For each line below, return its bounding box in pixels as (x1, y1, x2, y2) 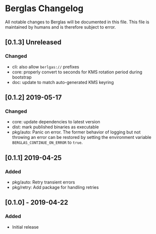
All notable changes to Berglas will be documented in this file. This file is (5, 19, 149, 25)
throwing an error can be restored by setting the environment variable (12, 134, 152, 140)
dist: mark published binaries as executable (12, 124, 99, 130)
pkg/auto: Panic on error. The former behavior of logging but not (12, 129, 141, 135)
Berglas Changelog (5, 3, 84, 14)
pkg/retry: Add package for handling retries (12, 184, 99, 190)
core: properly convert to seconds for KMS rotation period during (12, 69, 142, 75)
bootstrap (12, 74, 32, 80)
